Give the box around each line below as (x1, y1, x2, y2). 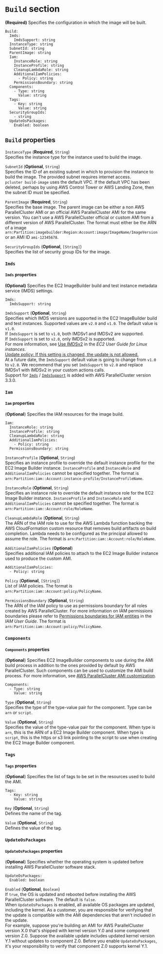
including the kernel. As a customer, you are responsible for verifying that (5, 907, 152, 913)
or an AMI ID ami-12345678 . (5, 234, 59, 240)
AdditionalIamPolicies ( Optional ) (5, 545, 73, 551)
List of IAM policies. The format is (5, 583, 72, 589)
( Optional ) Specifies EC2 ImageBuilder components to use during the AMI (5, 657, 154, 663)
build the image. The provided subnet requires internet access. (5, 174, 131, 180)
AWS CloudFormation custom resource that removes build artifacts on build (5, 525, 157, 531)
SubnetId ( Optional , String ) (5, 163, 60, 169)
